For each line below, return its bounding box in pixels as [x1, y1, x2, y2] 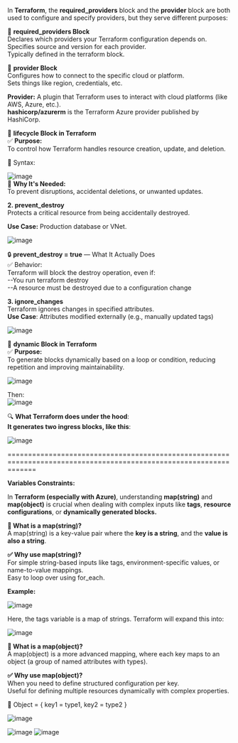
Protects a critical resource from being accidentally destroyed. [7, 209, 190, 217]
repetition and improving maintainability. [7, 363, 125, 371]
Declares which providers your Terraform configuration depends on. [7, 35, 207, 43]
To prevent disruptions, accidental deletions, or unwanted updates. [7, 188, 204, 195]
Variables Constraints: [7, 479, 75, 487]
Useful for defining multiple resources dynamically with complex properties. [7, 687, 229, 695]
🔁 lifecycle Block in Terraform [7, 129, 97, 137]
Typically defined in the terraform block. [7, 50, 125, 58]
